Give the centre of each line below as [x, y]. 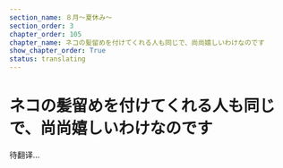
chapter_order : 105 [46, 34]
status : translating [48, 59]
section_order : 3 [42, 26]
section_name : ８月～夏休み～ [61, 17]
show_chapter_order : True [57, 51]
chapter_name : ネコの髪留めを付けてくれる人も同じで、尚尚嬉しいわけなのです [137, 42]
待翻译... [25, 155]
